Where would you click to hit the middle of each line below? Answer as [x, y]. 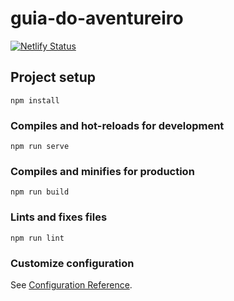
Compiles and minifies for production [102, 171]
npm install [35, 100]
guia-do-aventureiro [97, 18]
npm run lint [37, 238]
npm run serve [40, 147]
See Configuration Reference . [71, 284]
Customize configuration [72, 263]
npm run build [40, 192]
